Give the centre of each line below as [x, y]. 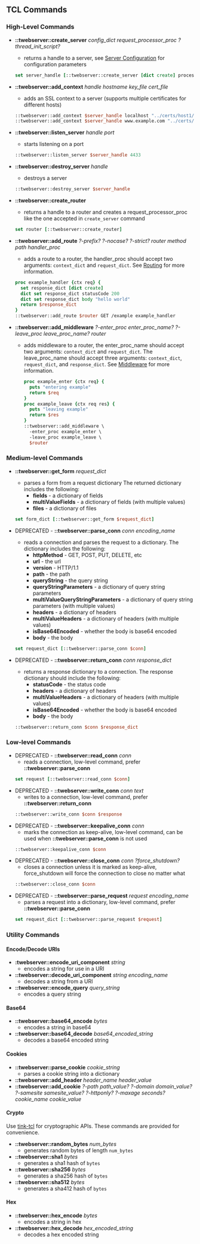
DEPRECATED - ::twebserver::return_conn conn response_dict [93, 660]
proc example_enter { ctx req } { [64, 382]
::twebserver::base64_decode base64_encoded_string [84, 1034]
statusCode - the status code [69, 684]
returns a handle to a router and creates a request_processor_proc [106, 212]
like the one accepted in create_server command [84, 218]
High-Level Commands [40, 27]
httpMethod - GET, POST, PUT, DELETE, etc [87, 555]
